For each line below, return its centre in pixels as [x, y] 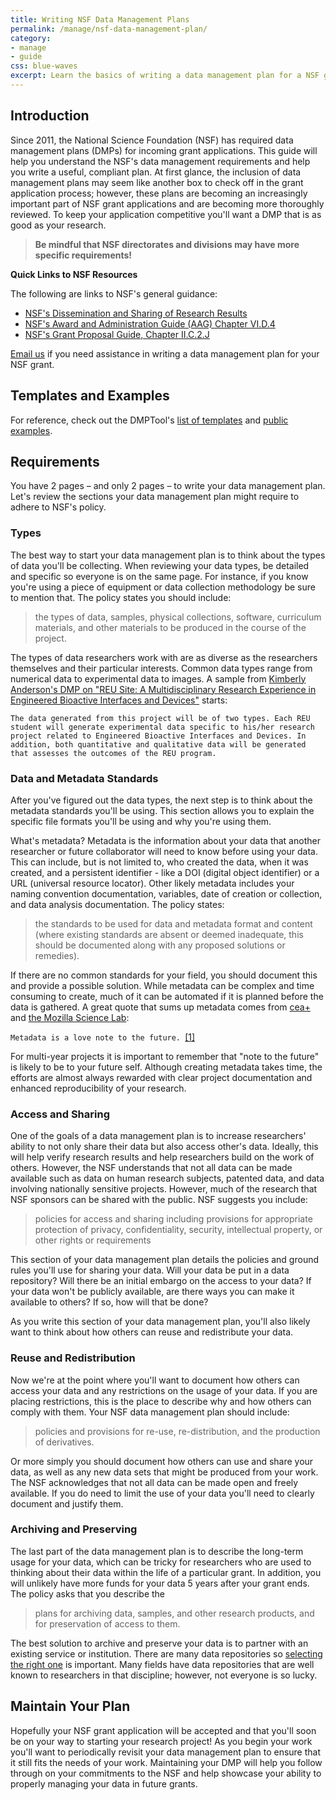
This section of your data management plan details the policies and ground [165, 1260]
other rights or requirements [93, 1240]
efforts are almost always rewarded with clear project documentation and [161, 1077]
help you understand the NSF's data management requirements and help [160, 161]
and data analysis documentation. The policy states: [117, 904]
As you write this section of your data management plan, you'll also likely [160, 1322]
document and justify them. [67, 1503]
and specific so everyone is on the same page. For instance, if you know [159, 576]
